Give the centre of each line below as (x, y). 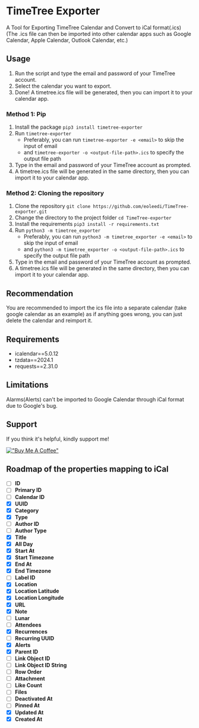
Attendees (28, 625)
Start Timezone (34, 557)
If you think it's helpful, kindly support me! (58, 439)
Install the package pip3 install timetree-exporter (78, 127)
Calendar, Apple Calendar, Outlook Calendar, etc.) (67, 40)
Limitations (27, 385)
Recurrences (31, 631)
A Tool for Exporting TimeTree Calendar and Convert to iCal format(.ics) (94, 27)
